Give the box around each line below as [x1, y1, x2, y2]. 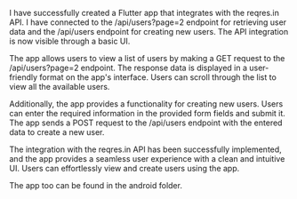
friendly [9, 72, 38, 83]
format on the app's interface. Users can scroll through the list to [39, 72, 277, 83]
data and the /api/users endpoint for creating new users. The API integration [9, 27, 289, 36]
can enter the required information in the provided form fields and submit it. [9, 108, 286, 118]
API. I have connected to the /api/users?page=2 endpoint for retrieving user [9, 17, 287, 28]
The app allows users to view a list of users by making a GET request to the [9, 53, 285, 63]
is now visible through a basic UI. [9, 36, 131, 46]
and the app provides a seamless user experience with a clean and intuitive [9, 154, 285, 163]
